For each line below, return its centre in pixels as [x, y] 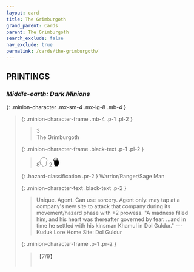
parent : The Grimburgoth [38, 32]
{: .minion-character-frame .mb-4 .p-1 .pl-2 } [77, 119]
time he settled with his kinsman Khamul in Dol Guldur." [105, 225]
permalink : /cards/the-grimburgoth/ [52, 52]
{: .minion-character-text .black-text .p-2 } [74, 188]
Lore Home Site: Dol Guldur [88, 232]
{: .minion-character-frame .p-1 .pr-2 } [69, 243]
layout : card [23, 13]
